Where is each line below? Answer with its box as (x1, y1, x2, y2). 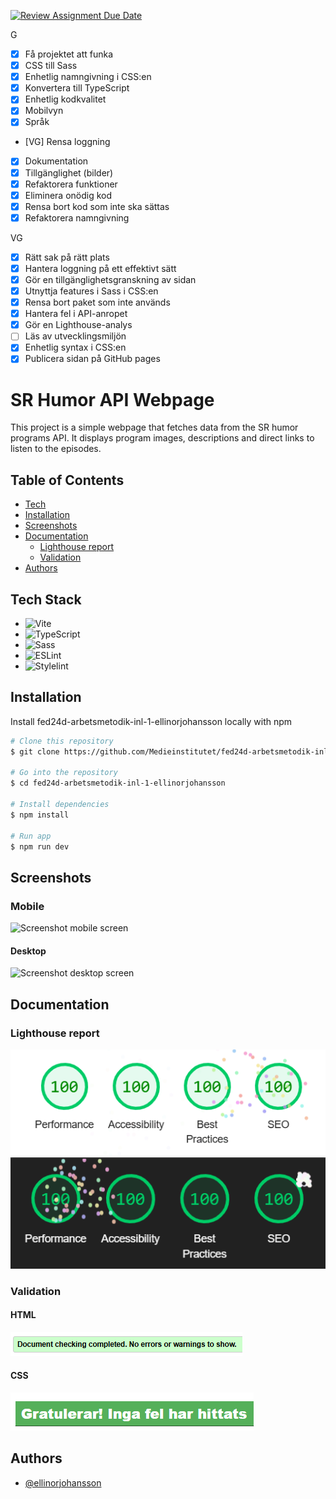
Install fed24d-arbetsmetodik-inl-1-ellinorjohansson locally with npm (10, 715, 293, 727)
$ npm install (10, 810, 70, 820)
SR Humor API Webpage (10, 388, 215, 411)
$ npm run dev (10, 841, 70, 852)
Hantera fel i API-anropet (24, 308, 128, 320)
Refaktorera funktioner (24, 178, 118, 190)
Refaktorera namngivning (24, 211, 130, 224)
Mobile (10, 899, 45, 913)
